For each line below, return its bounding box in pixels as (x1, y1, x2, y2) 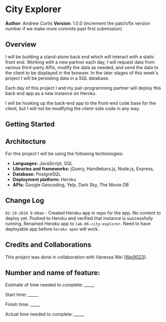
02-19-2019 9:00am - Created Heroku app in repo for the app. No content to (5, 209, 161, 216)
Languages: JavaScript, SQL (12, 160, 73, 166)
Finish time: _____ (5, 301, 41, 307)
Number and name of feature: (5, 269, 100, 277)
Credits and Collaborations (5, 241, 92, 249)
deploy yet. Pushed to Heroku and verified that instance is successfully (5, 215, 153, 221)
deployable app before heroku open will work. (5, 226, 99, 232)
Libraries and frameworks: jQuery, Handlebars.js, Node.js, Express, (12, 166, 154, 172)
